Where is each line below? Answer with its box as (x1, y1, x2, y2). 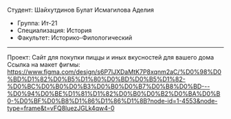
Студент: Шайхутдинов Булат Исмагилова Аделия (7, 6, 155, 14)
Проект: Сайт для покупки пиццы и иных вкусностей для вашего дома (7, 53, 214, 61)
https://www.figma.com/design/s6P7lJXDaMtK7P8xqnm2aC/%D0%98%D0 (7, 68, 222, 76)
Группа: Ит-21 (16, 19, 58, 27)
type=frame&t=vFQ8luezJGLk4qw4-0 (7, 104, 115, 112)
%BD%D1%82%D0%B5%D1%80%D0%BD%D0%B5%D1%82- (7, 75, 186, 83)
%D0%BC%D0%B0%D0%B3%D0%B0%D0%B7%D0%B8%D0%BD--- (7, 82, 210, 90)
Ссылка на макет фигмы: (7, 61, 80, 68)
